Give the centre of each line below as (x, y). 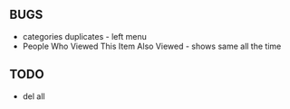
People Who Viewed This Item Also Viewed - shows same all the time (152, 46)
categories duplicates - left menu (84, 36)
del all (34, 96)
